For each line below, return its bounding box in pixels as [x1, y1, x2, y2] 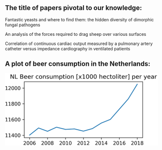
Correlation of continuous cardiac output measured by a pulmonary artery [5, 41, 153, 46]
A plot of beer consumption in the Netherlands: [5, 60, 150, 68]
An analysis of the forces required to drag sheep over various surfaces [5, 31, 146, 37]
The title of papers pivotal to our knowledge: [5, 4, 142, 12]
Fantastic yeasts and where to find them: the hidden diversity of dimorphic [5, 16, 154, 22]
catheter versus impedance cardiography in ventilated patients [5, 45, 130, 51]
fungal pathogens [5, 22, 40, 28]
